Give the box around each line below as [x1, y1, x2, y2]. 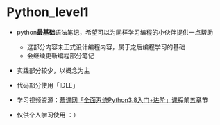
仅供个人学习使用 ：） [16, 110, 80, 119]
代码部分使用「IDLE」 [16, 81, 79, 89]
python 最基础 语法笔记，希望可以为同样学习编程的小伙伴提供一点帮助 [16, 28, 213, 36]
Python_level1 [6, 4, 89, 20]
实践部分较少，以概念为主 [16, 66, 90, 74]
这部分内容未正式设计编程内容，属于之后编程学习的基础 [26, 42, 185, 51]
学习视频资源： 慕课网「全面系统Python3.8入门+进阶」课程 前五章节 [16, 95, 209, 104]
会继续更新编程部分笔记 [26, 51, 94, 60]
